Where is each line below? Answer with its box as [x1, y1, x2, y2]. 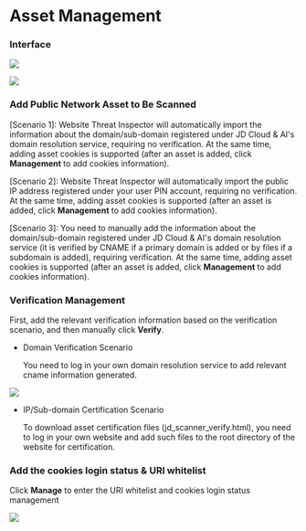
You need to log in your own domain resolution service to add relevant [22, 360, 287, 371]
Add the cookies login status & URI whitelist [9, 464, 206, 476]
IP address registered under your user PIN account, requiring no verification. [9, 185, 298, 196]
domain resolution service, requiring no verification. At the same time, [9, 138, 272, 149]
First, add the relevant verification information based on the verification [9, 314, 278, 325]
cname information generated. [22, 369, 137, 380]
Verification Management [9, 293, 126, 306]
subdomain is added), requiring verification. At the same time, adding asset [9, 251, 292, 262]
